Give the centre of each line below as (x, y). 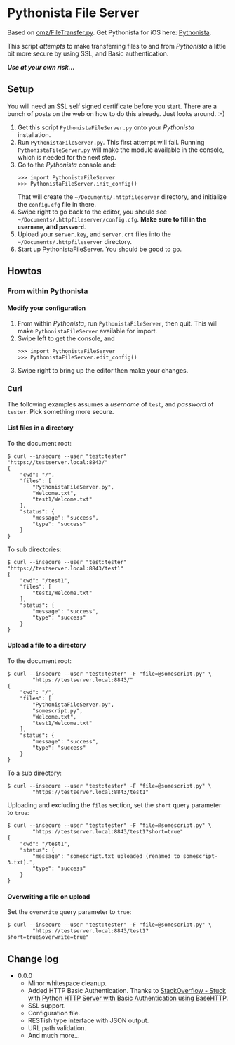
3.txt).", (22, 862)
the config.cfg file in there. (57, 204)
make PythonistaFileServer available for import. (87, 331)
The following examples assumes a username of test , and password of (110, 404)
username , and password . (52, 226)
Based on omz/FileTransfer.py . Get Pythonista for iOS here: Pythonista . (109, 32)
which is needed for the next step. (67, 157)
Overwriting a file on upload (49, 896)
